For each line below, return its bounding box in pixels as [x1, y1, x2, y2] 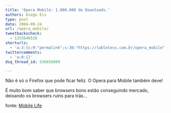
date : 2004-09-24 [5, 21, 42, 27]
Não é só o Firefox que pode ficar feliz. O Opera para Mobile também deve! [5, 78, 163, 84]
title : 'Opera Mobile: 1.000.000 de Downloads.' [5, 7, 110, 13]
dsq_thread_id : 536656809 [5, 59, 60, 64]
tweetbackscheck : [5, 31, 42, 36]
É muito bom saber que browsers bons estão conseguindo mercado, [5, 87, 149, 94]
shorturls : [5, 41, 28, 46]
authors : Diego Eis [5, 12, 47, 17]
